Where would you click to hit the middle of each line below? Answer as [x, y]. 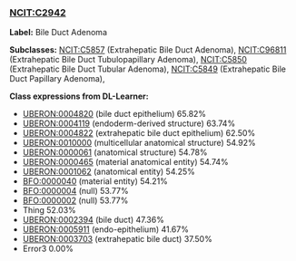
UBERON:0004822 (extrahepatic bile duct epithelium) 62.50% [139, 133]
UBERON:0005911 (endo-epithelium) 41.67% [105, 229]
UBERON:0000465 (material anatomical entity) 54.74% [125, 162]
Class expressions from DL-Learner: [79, 96]
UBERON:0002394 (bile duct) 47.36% [94, 220]
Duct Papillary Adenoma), [57, 79]
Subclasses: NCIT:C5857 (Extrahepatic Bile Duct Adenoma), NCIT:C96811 [148, 50]
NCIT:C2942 [38, 13]
